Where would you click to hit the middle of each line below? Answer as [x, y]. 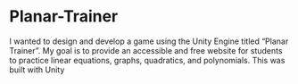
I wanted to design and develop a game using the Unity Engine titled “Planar [149, 41]
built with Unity [37, 70]
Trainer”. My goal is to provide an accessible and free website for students [146, 50]
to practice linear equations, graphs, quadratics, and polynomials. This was [147, 60]
